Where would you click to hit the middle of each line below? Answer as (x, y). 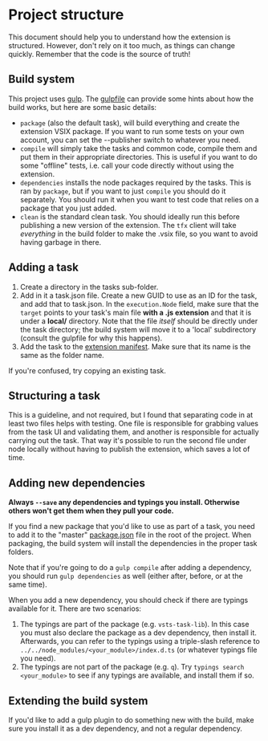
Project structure (66, 15)
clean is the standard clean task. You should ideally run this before (130, 216)
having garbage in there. (61, 242)
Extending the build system (78, 700)
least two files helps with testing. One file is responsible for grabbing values (134, 424)
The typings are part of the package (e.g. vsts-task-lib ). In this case (134, 625)
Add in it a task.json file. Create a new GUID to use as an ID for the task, (138, 295)
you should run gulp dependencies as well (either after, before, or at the (126, 576)
